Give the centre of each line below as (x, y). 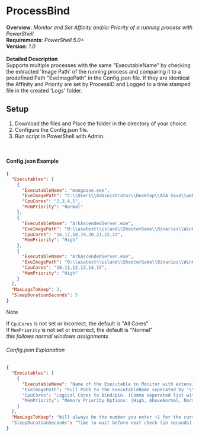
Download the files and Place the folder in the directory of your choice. (101, 123)
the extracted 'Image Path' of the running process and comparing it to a (94, 71)
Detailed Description (32, 59)
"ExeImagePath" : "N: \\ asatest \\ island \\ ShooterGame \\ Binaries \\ (103, 229)
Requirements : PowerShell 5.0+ (45, 40)
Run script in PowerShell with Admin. (60, 136)
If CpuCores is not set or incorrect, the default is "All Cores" (78, 323)
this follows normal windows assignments (57, 336)
